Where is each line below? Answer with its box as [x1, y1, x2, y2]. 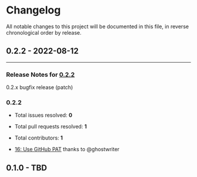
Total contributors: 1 [14, 134, 63, 141]
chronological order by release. [6, 29, 82, 36]
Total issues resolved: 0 [14, 112, 73, 119]
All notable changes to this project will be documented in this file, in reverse [6, 23, 189, 30]
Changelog [6, 4, 61, 17]
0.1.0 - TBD [6, 162, 47, 173]
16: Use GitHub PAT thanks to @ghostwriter [14, 146, 120, 153]
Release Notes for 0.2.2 [6, 70, 75, 79]
